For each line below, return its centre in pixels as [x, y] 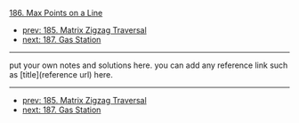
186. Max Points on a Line [56, 13]
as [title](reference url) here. [61, 74]
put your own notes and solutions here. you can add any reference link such [149, 65]
